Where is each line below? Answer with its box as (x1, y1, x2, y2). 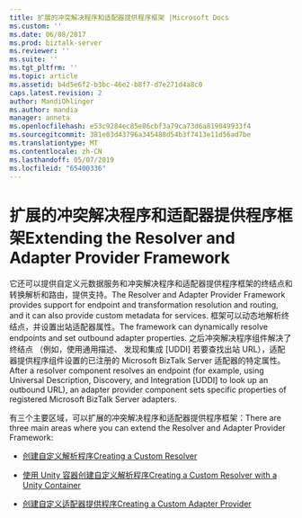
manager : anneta (9, 113, 70, 122)
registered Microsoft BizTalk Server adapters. (9, 394, 177, 405)
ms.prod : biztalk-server (9, 38, 102, 48)
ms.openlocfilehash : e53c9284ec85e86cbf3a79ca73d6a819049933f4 (9, 122, 252, 131)
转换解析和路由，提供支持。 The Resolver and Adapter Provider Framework (9, 290, 286, 300)
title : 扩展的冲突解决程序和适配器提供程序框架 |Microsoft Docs (9, 13, 229, 22)
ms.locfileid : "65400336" (9, 164, 106, 173)
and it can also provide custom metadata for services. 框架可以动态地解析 (9, 310, 282, 321)
